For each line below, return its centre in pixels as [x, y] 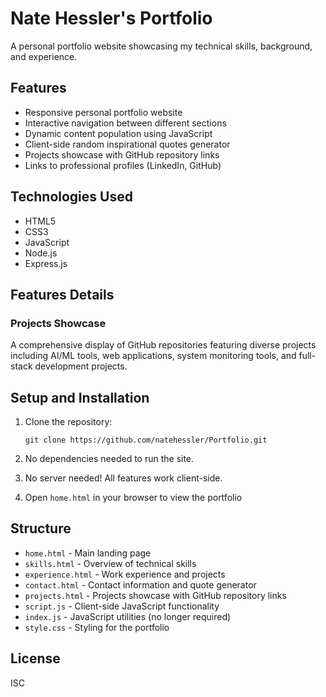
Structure [41, 528]
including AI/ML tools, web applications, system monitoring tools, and [153, 356]
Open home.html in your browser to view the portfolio [133, 498]
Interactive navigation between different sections [125, 123]
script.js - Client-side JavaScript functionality [122, 606]
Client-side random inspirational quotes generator [127, 144]
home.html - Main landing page [88, 553]
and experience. [44, 56]
